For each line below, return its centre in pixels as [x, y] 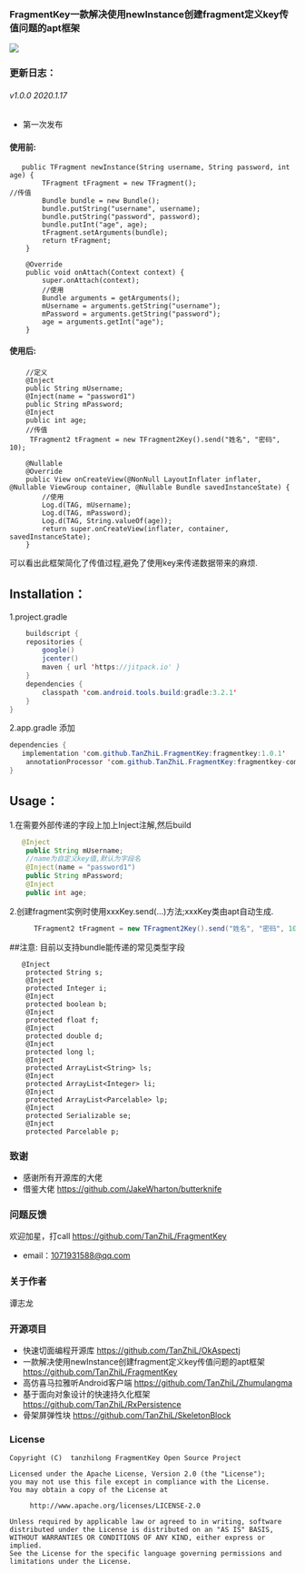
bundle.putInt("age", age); [95, 225]
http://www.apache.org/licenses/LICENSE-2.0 [115, 1506]
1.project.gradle [39, 617]
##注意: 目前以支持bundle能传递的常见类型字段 [97, 947]
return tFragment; [77, 240]
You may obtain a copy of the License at [89, 1490]
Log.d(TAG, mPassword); [87, 513]
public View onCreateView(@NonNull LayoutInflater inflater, [143, 479]
